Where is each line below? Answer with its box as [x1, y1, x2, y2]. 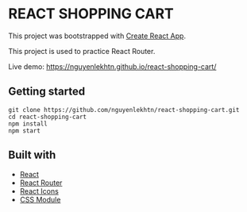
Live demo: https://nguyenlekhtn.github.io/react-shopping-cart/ [8, 61, 217, 71]
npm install [8, 120, 48, 128]
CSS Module [19, 195, 61, 204]
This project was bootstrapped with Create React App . [8, 31, 187, 40]
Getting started [8, 85, 86, 98]
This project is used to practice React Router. [8, 46, 156, 56]
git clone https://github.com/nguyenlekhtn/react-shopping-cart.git [8, 106, 240, 114]
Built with [8, 148, 56, 162]
